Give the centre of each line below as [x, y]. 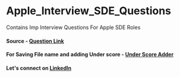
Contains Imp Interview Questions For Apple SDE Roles [73, 27]
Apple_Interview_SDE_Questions [89, 11]
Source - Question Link [35, 41]
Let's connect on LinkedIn [39, 68]
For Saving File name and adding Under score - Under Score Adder [90, 54]
